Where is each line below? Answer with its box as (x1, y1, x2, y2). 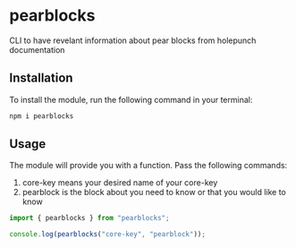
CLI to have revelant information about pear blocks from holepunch (9, 35, 257, 46)
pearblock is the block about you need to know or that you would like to (21, 187, 286, 198)
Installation (9, 71, 73, 86)
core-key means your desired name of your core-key (21, 177, 218, 188)
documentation (9, 44, 65, 55)
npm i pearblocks (9, 111, 74, 121)
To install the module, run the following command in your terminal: (9, 94, 253, 105)
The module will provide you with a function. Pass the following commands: (9, 160, 288, 171)
